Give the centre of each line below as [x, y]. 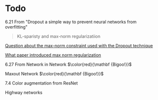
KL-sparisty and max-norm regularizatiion [59, 36]
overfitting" [16, 27]
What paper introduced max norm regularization [53, 55]
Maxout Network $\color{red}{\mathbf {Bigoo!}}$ [54, 73]
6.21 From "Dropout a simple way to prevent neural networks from [71, 22]
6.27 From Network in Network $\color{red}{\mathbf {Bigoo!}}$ [68, 64]
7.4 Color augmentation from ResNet [41, 83]
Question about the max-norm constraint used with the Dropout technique [79, 45]
